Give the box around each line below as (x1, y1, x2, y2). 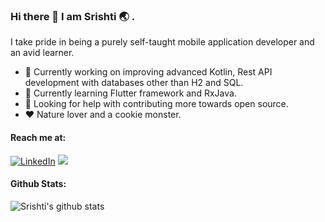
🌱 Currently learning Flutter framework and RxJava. (24, 87, 237, 99)
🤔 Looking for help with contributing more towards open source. (24, 98, 289, 110)
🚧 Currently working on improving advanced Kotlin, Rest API (24, 66, 273, 78)
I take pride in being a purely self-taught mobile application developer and (10, 36, 315, 48)
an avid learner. (10, 47, 75, 59)
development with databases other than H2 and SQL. (24, 77, 244, 89)
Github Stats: (10, 178, 67, 190)
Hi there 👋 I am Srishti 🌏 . (10, 9, 136, 23)
